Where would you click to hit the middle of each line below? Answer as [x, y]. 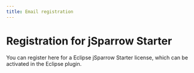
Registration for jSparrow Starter [89, 41]
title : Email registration [40, 12]
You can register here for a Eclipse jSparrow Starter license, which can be [97, 58]
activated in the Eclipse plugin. [44, 64]
